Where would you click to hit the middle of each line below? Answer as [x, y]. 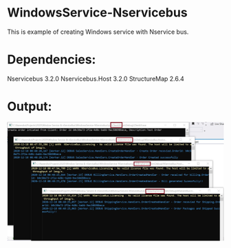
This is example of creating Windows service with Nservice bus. [98, 32]
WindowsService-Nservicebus [97, 13]
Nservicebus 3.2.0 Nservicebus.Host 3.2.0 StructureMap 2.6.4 [96, 79]
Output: [30, 106]
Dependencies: [52, 60]
